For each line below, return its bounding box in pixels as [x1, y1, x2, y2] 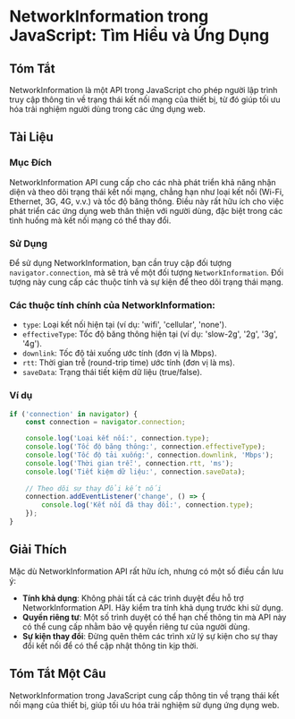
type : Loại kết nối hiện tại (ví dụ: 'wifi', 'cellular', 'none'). [21, 320, 227, 330]
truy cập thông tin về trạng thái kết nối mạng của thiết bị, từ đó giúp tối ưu [9, 94, 281, 105]
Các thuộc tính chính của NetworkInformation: [9, 298, 216, 311]
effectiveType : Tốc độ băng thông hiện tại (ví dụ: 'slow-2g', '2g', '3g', [21, 329, 278, 339]
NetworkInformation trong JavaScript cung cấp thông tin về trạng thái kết [9, 689, 280, 700]
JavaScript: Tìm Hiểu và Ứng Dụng [9, 25, 270, 46]
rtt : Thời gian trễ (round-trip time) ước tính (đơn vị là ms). [21, 357, 235, 368]
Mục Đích [9, 157, 52, 169]
